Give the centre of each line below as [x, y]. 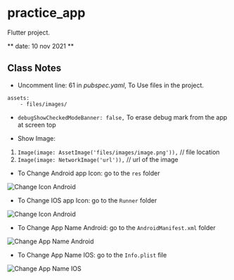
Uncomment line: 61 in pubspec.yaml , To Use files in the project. [111, 85]
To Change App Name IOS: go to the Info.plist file [92, 255]
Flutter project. [29, 32]
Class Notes [34, 68]
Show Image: [37, 138]
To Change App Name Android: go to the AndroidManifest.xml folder [116, 227]
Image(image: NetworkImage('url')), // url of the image [98, 159]
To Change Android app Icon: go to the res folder [89, 173]
